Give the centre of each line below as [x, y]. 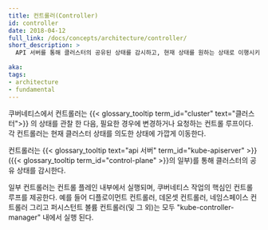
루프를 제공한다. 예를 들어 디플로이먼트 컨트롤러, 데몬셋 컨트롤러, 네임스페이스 [128, 197]
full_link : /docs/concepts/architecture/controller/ [98, 38]
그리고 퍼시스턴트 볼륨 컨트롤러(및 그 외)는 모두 [102, 207]
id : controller [33, 23]
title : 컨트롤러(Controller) [53, 16]
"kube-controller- [205, 207]
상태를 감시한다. [41, 170]
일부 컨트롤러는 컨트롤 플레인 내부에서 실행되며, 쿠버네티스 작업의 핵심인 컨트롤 [131, 187]
